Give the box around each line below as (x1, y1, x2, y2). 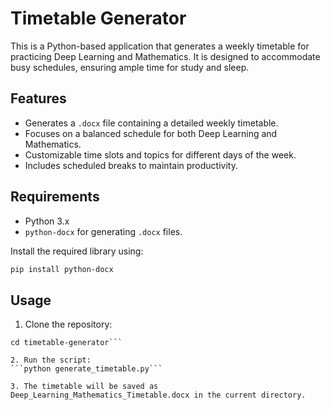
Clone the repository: (24, 318, 113, 331)
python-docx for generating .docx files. (24, 225, 183, 237)
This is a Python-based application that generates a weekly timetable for (10, 40, 310, 52)
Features (10, 90, 67, 107)
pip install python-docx (10, 264, 114, 274)
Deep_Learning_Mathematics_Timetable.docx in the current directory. (10, 390, 307, 401)
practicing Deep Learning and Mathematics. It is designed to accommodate (10, 50, 321, 62)
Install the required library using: (10, 245, 144, 257)
